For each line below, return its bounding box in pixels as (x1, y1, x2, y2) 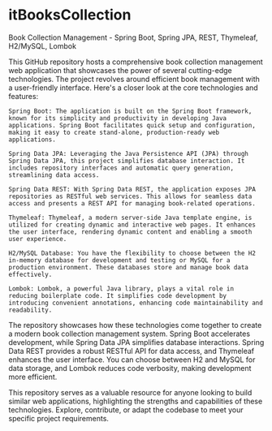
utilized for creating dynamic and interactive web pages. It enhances (8, 221, 256, 229)
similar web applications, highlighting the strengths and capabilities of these (8, 396, 263, 406)
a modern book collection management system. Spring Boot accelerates (8, 329, 250, 338)
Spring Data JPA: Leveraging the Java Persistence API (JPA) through (8, 149, 249, 157)
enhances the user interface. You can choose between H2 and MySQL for (8, 355, 256, 364)
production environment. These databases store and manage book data (8, 263, 249, 271)
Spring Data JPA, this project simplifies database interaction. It (8, 157, 245, 165)
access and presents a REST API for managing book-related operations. (8, 199, 256, 208)
